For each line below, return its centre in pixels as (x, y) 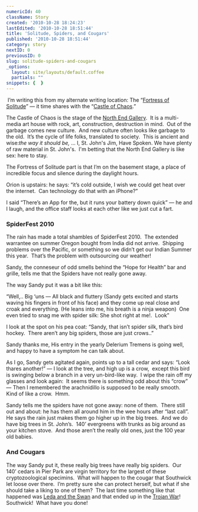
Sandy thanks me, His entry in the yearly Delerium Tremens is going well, (95, 344)
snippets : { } (25, 83)
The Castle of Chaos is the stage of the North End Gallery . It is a (85, 118)
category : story (26, 45)
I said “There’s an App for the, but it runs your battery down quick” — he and (99, 202)
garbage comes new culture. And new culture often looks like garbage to (96, 130)
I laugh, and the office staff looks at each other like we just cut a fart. (90, 209)
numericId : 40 (24, 12)
